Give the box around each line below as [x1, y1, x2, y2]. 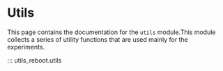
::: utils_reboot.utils [7, 56, 62, 64]
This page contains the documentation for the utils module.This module [7, 28, 216, 36]
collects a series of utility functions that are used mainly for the [7, 35, 188, 43]
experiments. [7, 42, 45, 51]
